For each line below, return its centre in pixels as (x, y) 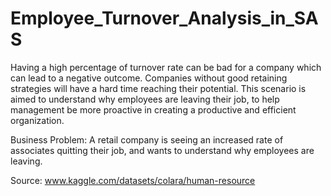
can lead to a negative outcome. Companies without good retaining (149, 78)
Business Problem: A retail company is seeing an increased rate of (147, 139)
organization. (37, 120)
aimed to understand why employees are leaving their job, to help (145, 99)
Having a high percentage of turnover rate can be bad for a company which (166, 67)
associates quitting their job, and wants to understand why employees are (162, 150)
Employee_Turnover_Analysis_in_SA (164, 18)
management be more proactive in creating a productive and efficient (153, 109)
